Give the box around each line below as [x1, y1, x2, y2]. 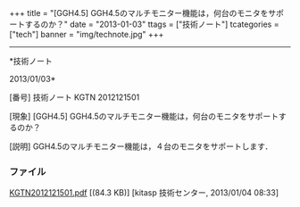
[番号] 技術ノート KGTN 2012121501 [9, 92, 140, 103]
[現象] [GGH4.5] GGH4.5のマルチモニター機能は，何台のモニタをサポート [9, 111, 279, 121]
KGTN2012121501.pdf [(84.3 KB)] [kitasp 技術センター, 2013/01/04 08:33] [9, 187, 279, 198]
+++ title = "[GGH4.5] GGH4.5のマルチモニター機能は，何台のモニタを [9, 8, 269, 18]
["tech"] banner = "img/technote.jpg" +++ [9, 29, 164, 39]
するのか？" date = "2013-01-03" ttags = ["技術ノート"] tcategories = [24, 19, 279, 29]
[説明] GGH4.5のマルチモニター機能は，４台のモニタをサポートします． [9, 141, 273, 152]
